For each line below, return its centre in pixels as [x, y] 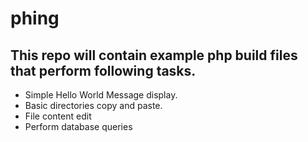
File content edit [58, 116]
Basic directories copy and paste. [93, 105]
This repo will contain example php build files [154, 55]
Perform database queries [78, 126]
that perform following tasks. [103, 70]
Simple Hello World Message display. [101, 95]
